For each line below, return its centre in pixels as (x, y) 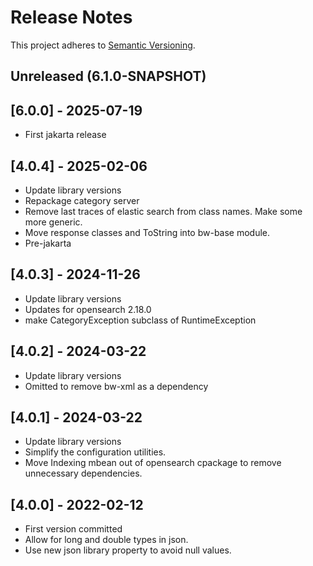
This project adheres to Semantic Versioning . (103, 45)
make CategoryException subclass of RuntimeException (140, 320)
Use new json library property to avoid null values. (128, 550)
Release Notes (71, 17)
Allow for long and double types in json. (106, 540)
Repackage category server (82, 200)
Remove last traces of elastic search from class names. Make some (163, 211)
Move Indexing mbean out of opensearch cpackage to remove (153, 463)
